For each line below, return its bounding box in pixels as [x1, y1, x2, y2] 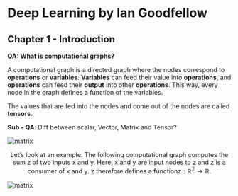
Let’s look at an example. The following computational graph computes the [10, 151, 229, 158]
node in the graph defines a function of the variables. [7, 88, 163, 96]
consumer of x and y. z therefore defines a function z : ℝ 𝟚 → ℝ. [27, 166, 212, 175]
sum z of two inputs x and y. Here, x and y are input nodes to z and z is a [13, 158, 226, 166]
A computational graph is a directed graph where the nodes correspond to [7, 66, 225, 74]
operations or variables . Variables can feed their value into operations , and [7, 73, 232, 81]
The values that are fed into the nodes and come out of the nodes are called [7, 102, 230, 110]
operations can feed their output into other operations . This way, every [7, 81, 218, 89]
